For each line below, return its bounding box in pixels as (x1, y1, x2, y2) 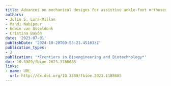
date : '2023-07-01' (5, 36, 47, 41)
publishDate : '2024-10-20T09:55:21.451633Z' (5, 40, 101, 46)
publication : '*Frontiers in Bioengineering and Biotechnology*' (5, 54, 147, 60)
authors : (5, 12, 24, 17)
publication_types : (5, 45, 47, 50)
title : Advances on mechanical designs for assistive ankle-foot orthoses (5, 7, 167, 13)
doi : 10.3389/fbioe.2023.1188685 (5, 59, 76, 64)
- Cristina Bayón (5, 31, 42, 36)
